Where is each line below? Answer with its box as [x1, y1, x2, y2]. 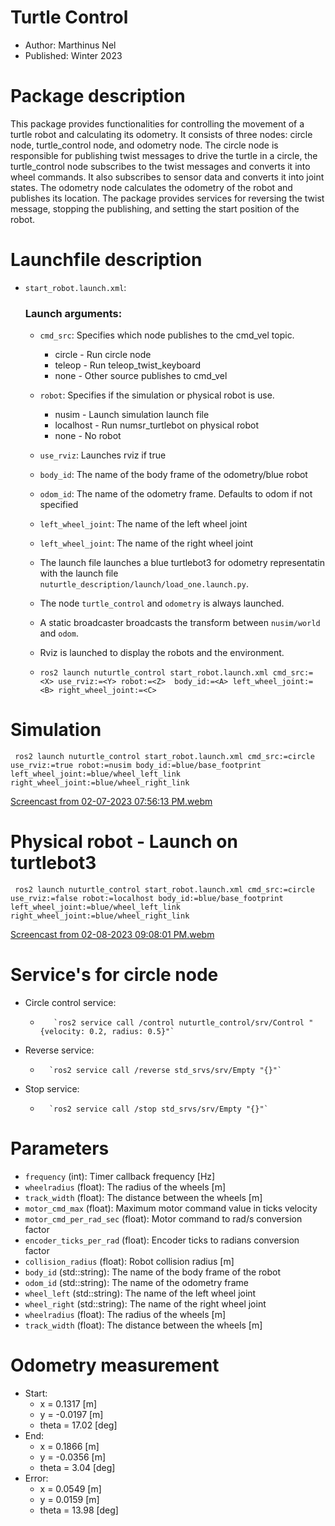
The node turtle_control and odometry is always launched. [39, 597, 285, 610]
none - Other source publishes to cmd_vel [54, 370, 228, 382]
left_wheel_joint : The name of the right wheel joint [39, 537, 254, 550]
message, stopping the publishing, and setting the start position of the [10, 202, 300, 215]
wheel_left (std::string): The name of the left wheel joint [24, 1287, 257, 1299]
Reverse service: [24, 1044, 95, 1056]
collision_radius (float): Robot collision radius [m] [24, 1255, 235, 1267]
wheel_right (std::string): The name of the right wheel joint [24, 1297, 267, 1310]
